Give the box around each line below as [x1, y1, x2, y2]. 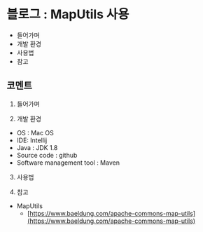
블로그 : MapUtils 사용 [6, 6, 129, 22]
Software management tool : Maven [16, 158, 120, 167]
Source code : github [16, 151, 78, 159]
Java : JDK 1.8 [16, 143, 58, 151]
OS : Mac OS [16, 128, 54, 137]
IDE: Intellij [16, 136, 48, 144]
